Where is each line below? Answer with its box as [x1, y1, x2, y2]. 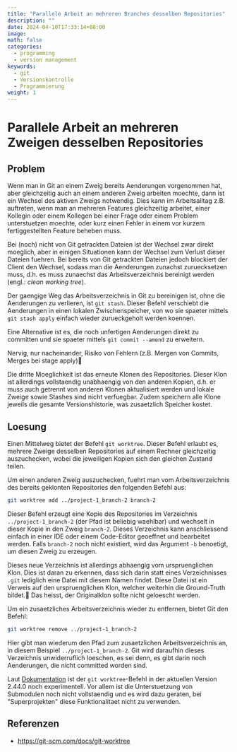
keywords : [7, 63, 37, 70]
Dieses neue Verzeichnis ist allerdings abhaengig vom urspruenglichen [7, 560, 214, 569]
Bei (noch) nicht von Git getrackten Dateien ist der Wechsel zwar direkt [7, 240, 214, 249]
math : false [7, 37, 42, 44]
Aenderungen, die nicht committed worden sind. [7, 661, 148, 669]
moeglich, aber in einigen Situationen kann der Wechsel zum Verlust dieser [7, 248, 226, 257]
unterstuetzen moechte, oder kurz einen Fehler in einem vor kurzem [7, 219, 205, 228]
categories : [7, 43, 42, 50]
